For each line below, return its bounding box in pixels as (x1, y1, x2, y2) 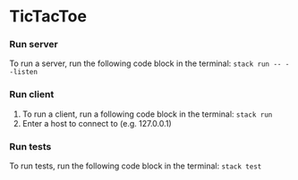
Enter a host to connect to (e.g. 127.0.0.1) (21, 118, 172, 128)
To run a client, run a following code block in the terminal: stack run (21, 109, 273, 119)
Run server (9, 38, 58, 51)
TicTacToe (9, 6, 88, 27)
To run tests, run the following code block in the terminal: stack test (9, 160, 262, 171)
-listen (9, 68, 38, 77)
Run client (9, 88, 55, 101)
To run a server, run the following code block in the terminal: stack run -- (9, 58, 282, 69)
